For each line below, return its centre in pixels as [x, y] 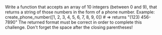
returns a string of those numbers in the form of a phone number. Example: [80, 12]
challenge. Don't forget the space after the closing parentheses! [69, 27]
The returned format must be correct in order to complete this [80, 22]
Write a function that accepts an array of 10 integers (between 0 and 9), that [81, 7]
